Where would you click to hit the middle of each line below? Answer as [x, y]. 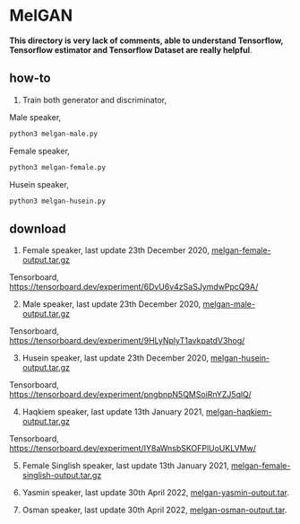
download [38, 228]
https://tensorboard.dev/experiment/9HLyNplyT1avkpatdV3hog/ [127, 341]
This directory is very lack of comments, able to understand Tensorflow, [146, 40]
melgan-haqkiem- [239, 412]
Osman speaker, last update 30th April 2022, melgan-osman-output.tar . [154, 510]
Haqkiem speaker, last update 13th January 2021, [113, 412]
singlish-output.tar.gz [62, 476]
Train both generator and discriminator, [94, 100]
